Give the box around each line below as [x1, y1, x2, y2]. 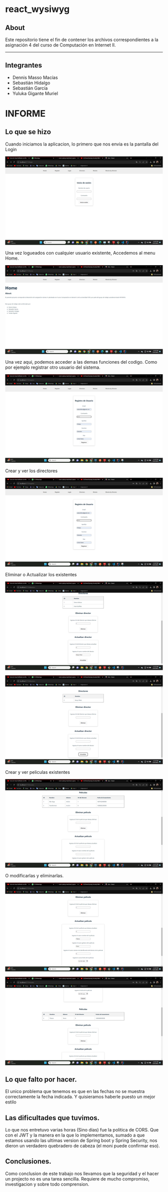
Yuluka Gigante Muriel [12, 90, 58, 96]
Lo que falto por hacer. [5, 1075, 77, 1083]
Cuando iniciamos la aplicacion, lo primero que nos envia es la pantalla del [5, 141, 159, 147]
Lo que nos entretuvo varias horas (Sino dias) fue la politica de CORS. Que [5, 1126, 159, 1132]
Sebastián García [12, 85, 48, 91]
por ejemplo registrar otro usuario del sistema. [5, 364, 101, 370]
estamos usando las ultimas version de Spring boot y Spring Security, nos [5, 1137, 157, 1143]
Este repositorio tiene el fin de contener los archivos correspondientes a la [5, 37, 158, 43]
